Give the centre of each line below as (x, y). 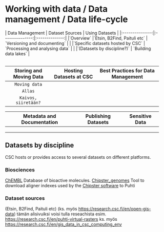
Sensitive (140, 116)
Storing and (28, 70)
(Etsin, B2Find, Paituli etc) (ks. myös (41, 209)
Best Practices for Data (127, 70)
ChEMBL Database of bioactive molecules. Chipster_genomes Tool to (75, 180)
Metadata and (40, 116)
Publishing (98, 116)
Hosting (73, 70)
